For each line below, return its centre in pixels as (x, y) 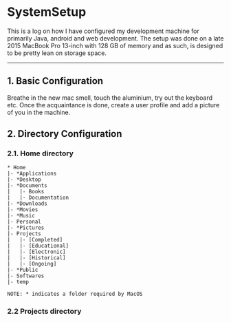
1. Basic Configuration (55, 81)
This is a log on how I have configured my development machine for (103, 31)
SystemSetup (47, 12)
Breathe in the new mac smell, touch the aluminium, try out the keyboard (110, 98)
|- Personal (24, 222)
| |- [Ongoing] (32, 264)
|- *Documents (27, 186)
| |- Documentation (38, 198)
